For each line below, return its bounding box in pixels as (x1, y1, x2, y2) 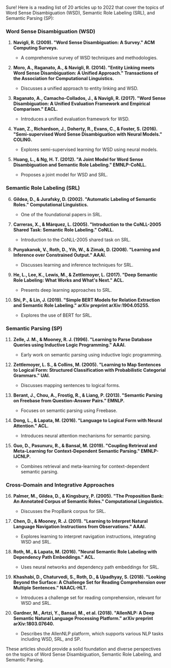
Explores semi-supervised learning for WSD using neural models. (20, 146, 158, 152)
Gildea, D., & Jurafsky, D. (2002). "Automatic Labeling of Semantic (13, 196, 157, 202)
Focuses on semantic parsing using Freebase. (20, 407, 118, 414)
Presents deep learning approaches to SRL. (20, 287, 112, 293)
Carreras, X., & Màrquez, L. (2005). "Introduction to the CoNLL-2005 (13, 221, 162, 227)
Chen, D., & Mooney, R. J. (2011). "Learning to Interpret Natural (13, 518, 148, 524)
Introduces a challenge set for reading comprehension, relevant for (20, 595, 162, 601)
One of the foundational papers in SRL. (20, 211, 102, 217)
